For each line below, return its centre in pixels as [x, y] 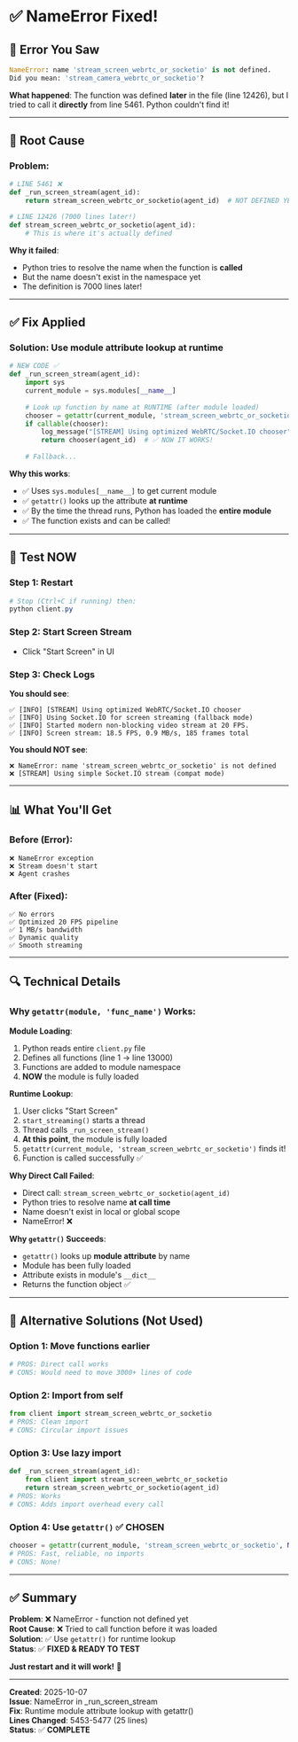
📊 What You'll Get [61, 810]
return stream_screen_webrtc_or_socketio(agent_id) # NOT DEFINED [152, 201]
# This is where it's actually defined [99, 233]
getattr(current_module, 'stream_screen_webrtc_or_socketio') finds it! [154, 1148]
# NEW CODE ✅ [34, 366]
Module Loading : [41, 1031]
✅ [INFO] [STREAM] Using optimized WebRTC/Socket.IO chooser [125, 710]
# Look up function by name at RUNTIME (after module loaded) [142, 407]
